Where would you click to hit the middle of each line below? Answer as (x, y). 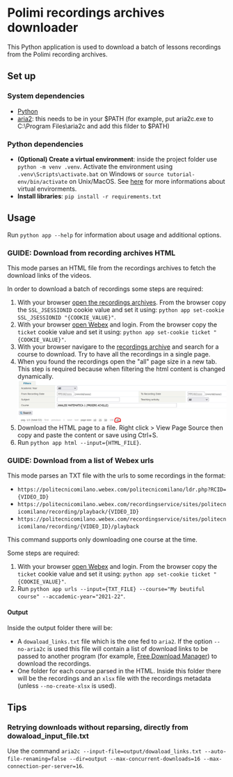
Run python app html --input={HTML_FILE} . (79, 443)
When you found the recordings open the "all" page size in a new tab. (117, 362)
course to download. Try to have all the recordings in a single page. (114, 354)
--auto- (215, 752)
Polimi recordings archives (86, 13)
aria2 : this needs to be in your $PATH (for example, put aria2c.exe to (115, 118)
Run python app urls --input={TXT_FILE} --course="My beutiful (111, 589)
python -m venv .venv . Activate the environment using (95, 166)
